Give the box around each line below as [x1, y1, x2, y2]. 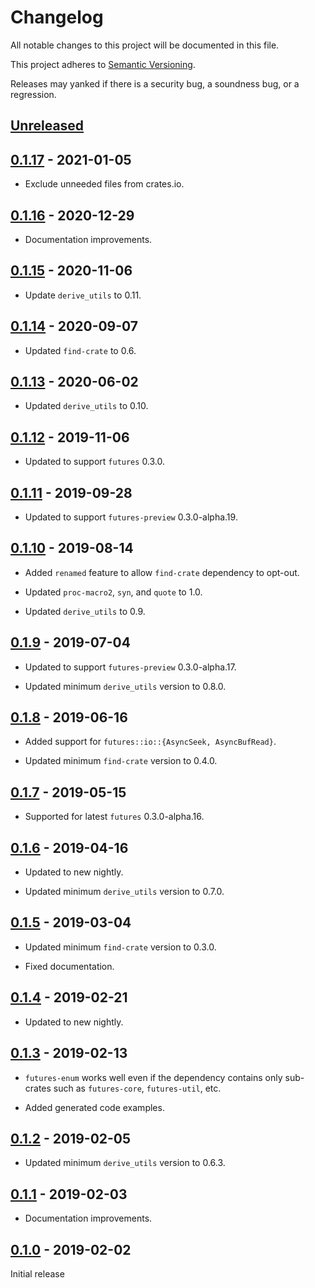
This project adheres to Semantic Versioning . [10, 58, 196, 70]
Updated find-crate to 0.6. [24, 344, 137, 356]
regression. [10, 88, 57, 100]
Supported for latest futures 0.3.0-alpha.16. [24, 811, 205, 823]
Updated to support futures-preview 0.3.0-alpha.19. [24, 511, 238, 523]
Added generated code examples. [24, 1101, 165, 1113]
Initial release [10, 1267, 65, 1280]
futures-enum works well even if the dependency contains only [24, 1071, 283, 1083]
